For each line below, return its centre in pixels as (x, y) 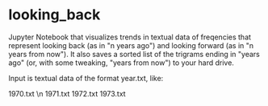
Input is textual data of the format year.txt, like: (86, 78)
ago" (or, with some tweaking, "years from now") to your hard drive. (121, 63)
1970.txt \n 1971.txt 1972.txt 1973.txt (67, 93)
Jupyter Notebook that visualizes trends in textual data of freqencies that (130, 37)
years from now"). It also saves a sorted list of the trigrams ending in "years (134, 54)
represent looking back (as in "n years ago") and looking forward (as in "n (131, 45)
